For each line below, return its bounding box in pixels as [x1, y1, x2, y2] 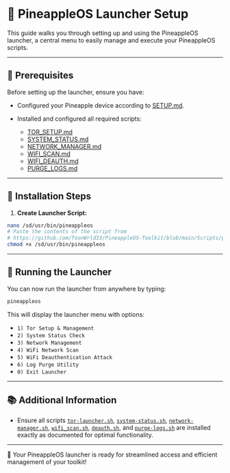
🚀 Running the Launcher [7, 267, 112, 278]
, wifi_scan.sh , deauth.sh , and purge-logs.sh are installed [47, 423, 211, 431]
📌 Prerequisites [7, 70, 74, 82]
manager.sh [16, 424, 49, 431]
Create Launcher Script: [16, 208, 88, 217]
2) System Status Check [16, 332, 86, 339]
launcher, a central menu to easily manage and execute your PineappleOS [7, 36, 216, 44]
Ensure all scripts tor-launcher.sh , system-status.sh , [16, 416, 168, 424]
